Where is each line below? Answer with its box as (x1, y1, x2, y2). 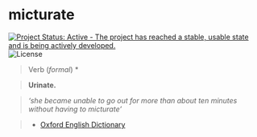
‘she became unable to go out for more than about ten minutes (27, 95, 238, 105)
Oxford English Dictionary (39, 119, 126, 129)
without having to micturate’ (27, 104, 122, 114)
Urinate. (27, 80, 56, 90)
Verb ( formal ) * (27, 64, 79, 74)
